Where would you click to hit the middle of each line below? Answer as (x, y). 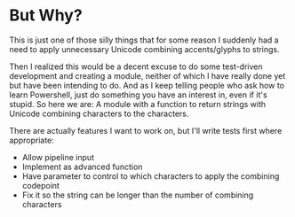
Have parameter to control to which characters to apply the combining (151, 176)
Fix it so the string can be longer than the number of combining (138, 195)
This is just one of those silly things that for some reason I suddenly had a (144, 40)
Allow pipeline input (58, 157)
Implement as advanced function (82, 167)
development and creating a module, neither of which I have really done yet (147, 75)
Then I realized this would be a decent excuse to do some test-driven (136, 66)
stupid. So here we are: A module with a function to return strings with (138, 104)
